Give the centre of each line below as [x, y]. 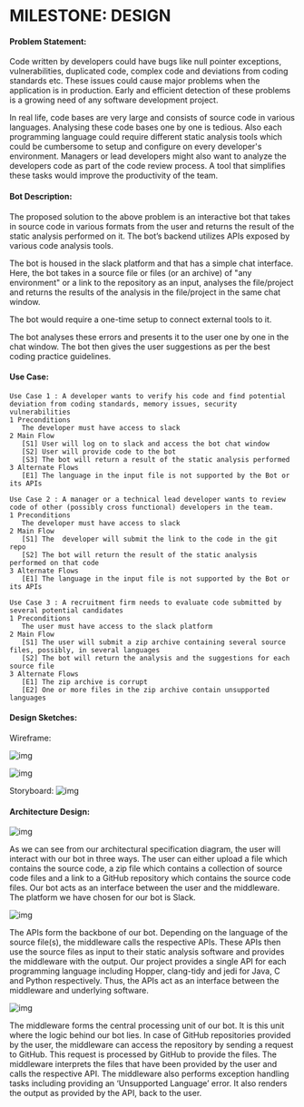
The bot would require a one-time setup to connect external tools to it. [141, 319]
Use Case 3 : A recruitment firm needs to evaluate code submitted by [146, 602]
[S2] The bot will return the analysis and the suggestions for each [156, 658]
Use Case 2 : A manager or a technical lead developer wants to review [147, 499]
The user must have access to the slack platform [117, 626]
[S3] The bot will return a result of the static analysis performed [156, 459]
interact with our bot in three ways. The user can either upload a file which [148, 859]
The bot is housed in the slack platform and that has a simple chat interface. [152, 263]
